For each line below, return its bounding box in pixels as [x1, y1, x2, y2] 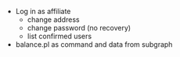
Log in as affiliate [15, 7, 71, 16]
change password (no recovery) [27, 23, 131, 32]
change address [27, 15, 80, 24]
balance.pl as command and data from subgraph [15, 40, 173, 49]
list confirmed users [27, 31, 92, 41]
